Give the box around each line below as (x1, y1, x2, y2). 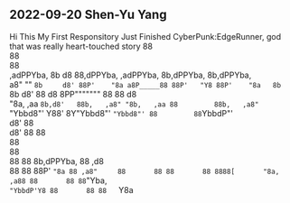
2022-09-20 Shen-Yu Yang (9, 7, 167, 23)
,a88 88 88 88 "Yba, (9, 175, 108, 186)
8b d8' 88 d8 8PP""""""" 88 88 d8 (9, 88, 137, 99)
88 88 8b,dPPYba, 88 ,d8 (9, 155, 104, 166)
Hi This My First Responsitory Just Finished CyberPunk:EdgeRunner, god (9, 31, 282, 42)
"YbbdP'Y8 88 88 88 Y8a (9, 184, 134, 195)
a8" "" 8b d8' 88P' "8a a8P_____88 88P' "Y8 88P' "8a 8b (9, 78, 282, 89)
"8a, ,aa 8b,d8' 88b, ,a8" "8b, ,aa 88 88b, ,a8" (9, 98, 259, 109)
